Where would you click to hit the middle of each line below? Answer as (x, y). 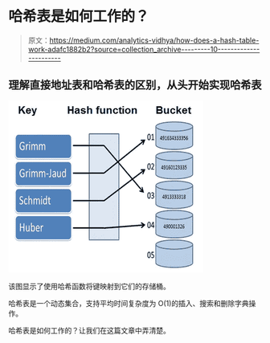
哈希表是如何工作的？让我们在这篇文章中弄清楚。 (89, 330)
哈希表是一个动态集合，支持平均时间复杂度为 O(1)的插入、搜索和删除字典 (129, 303)
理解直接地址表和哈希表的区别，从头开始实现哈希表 (135, 85)
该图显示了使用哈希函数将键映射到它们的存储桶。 (89, 286)
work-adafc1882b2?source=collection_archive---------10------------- (144, 49)
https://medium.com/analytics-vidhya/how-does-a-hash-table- (154, 40)
